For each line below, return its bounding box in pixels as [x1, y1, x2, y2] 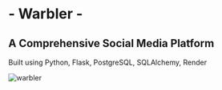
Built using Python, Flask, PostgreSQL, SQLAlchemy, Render [8, 57, 207, 67]
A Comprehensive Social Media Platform [8, 37, 215, 50]
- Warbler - [8, 5, 83, 23]
